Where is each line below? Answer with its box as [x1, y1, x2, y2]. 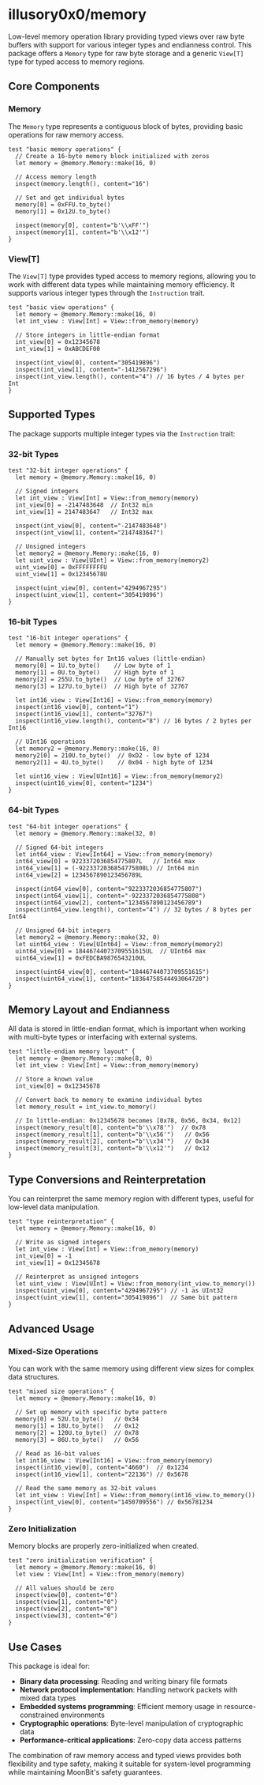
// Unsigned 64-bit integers [15, 926, 111, 934]
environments [60, 1710, 105, 1720]
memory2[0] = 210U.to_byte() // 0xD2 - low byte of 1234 [15, 752, 210, 760]
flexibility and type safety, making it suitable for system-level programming [8, 1759, 251, 1768]
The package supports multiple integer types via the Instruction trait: [8, 428, 236, 438]
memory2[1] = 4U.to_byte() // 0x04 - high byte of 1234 [15, 759, 214, 767]
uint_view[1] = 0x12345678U [15, 571, 108, 579]
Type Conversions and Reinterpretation [8, 1172, 206, 1187]
